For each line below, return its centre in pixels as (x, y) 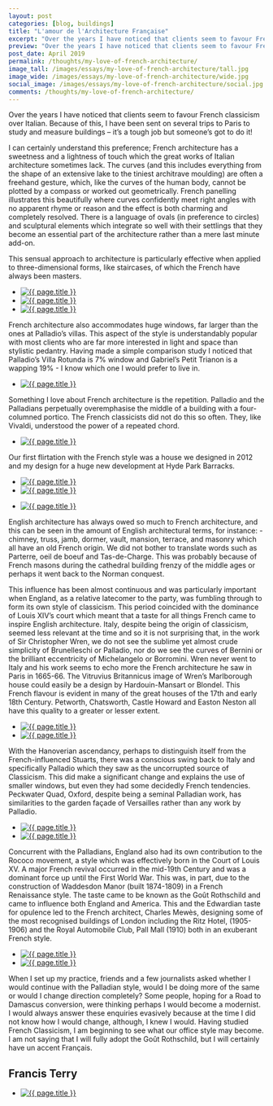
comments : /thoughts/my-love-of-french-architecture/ (102, 92)
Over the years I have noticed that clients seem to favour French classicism (134, 115)
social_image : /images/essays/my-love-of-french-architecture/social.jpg (136, 84)
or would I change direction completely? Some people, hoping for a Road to (135, 996)
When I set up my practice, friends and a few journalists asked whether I (130, 979)
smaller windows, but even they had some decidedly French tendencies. (129, 786)
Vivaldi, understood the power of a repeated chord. (94, 426)
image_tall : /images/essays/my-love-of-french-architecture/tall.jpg (129, 69)
